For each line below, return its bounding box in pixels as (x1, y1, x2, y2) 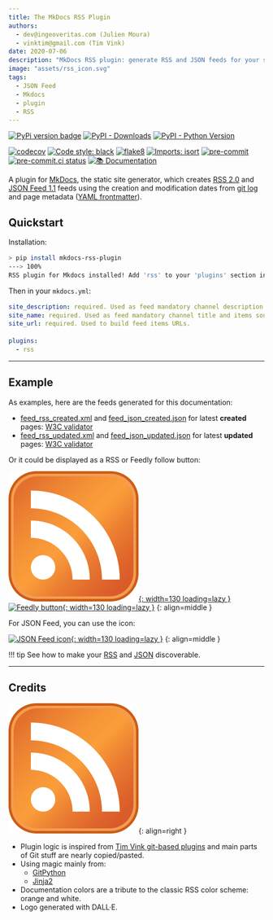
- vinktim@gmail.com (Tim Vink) (15, 39, 126, 47)
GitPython (32, 867, 67, 877)
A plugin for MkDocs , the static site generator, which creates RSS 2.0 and (8, 175, 254, 185)
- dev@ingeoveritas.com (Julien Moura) (15, 30, 151, 38)
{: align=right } (138, 826, 187, 835)
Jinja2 (32, 876, 54, 886)
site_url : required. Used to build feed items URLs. (8, 320, 191, 328)
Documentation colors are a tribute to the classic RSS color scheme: (19, 884, 249, 895)
